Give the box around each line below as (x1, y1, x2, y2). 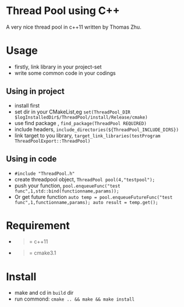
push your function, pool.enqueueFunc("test (14, 182, 121, 189)
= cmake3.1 (29, 250, 56, 257)
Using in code (6, 154, 57, 164)
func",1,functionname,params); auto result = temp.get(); (14, 199, 158, 205)
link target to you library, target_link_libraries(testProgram (14, 132, 161, 139)
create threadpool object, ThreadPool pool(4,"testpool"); (14, 175, 155, 182)
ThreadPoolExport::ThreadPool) (14, 138, 91, 144)
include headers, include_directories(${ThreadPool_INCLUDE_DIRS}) (14, 126, 179, 133)
